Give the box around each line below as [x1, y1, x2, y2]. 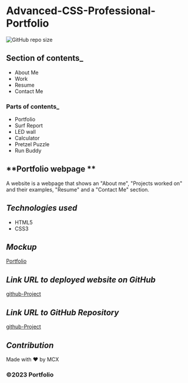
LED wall [14, 128, 36, 136]
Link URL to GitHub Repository [6, 308, 119, 318]
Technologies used [6, 203, 78, 213]
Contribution [6, 340, 54, 350]
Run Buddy [14, 147, 42, 154]
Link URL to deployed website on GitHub [6, 275, 156, 285]
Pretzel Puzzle [14, 141, 50, 148]
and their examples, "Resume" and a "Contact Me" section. [6, 186, 150, 193]
